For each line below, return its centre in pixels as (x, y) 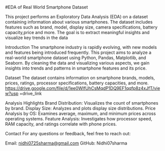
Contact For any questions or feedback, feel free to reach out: (68, 133)
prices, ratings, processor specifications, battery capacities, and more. (77, 83)
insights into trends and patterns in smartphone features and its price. (76, 68)
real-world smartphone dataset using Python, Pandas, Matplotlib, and (76, 58)
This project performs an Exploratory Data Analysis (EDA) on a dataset (77, 17)
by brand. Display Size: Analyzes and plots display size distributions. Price (81, 108)
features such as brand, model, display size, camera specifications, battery (81, 27)
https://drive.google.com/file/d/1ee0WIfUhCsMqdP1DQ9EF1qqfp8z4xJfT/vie (82, 88)
